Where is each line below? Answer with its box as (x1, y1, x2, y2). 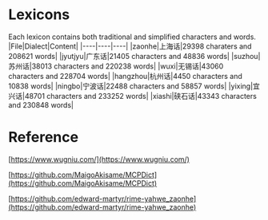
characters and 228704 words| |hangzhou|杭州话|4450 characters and (8, 71, 242, 81)
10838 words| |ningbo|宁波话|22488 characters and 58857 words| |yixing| (8, 81, 254, 91)
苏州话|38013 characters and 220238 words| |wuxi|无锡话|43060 (8, 61, 224, 71)
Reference (8, 128, 78, 147)
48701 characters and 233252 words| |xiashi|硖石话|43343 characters (24, 91, 258, 100)
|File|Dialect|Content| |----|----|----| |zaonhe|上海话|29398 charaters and (8, 41, 252, 51)
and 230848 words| (8, 100, 74, 109)
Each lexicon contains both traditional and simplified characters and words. (8, 32, 256, 41)
